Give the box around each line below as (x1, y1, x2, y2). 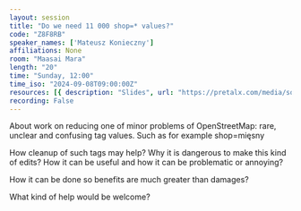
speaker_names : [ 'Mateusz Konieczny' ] (9, 38, 154, 47)
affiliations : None (9, 46, 82, 55)
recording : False (9, 96, 74, 105)
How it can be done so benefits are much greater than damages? (9, 174, 249, 185)
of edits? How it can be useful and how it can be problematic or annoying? (9, 157, 284, 168)
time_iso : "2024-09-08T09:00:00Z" (9, 80, 139, 89)
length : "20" (9, 63, 58, 72)
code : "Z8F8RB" (9, 30, 66, 38)
